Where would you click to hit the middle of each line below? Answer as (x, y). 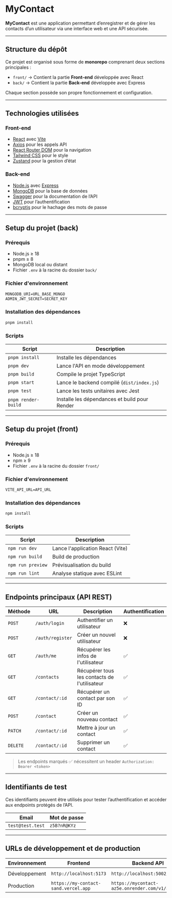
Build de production (76, 557)
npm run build (25, 557)
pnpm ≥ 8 (23, 259)
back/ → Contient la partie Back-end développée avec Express (79, 82)
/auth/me (46, 656)
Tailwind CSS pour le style (40, 155)
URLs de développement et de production (73, 849)
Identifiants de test (36, 787)
